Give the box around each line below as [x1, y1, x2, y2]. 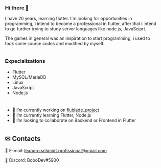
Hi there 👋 [5, 4, 29, 11]
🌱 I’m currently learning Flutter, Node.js [12, 112, 92, 118]
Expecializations [5, 58, 46, 65]
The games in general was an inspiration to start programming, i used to [5, 35, 150, 41]
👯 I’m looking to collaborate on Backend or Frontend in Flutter [12, 118, 136, 123]
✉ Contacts [5, 135, 41, 143]
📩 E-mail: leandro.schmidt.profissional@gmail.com [5, 147, 107, 153]
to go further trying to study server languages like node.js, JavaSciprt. [5, 26, 147, 32]
